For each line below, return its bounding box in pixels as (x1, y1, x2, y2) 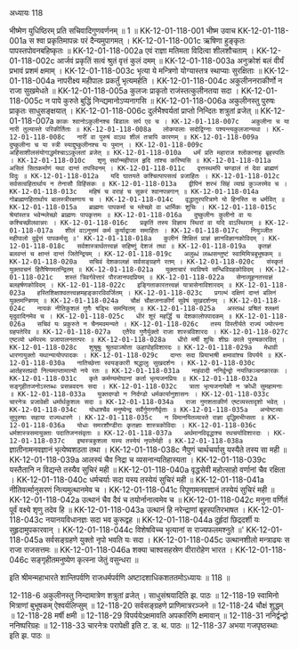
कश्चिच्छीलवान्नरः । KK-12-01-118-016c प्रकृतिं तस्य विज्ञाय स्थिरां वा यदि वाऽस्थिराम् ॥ (9, 218, 263, 227)
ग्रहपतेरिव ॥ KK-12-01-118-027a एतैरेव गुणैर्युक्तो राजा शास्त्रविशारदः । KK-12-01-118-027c (9, 328, 289, 337)
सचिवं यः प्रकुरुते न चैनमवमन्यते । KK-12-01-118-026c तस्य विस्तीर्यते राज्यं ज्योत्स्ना (36, 320, 285, 329)
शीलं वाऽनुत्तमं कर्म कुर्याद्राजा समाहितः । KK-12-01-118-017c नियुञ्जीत (65, 226, 273, 235)
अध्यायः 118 (9, 8, 44, 18)
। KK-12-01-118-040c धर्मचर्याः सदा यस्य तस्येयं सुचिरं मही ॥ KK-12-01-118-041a (9, 475, 265, 484)
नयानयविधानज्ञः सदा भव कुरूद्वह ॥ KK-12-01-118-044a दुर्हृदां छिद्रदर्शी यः (44, 515, 261, 524)
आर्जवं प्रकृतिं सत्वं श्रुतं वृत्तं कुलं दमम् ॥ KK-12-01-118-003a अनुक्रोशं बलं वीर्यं (56, 55, 285, 66)
